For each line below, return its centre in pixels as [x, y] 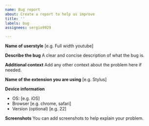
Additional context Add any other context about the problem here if [73, 65]
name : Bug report [23, 10]
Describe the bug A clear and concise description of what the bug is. [75, 55]
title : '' [15, 19]
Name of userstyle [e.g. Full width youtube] [49, 46]
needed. [13, 70]
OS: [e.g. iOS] [26, 99]
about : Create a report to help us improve [50, 14]
